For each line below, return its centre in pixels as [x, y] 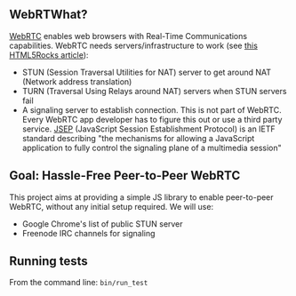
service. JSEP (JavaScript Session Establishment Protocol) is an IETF [148, 129]
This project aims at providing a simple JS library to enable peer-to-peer [141, 197]
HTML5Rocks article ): [49, 55]
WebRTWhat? [48, 15]
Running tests [49, 261]
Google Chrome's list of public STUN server [103, 224]
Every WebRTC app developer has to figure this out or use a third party [152, 119]
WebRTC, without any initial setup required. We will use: [112, 206]
